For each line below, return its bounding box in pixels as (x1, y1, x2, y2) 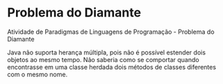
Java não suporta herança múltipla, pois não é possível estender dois (7, 48, 206, 56)
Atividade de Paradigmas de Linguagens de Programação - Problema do (7, 28, 215, 36)
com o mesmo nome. (7, 70, 68, 78)
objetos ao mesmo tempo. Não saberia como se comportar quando (7, 55, 199, 63)
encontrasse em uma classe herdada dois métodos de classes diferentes (7, 63, 217, 71)
